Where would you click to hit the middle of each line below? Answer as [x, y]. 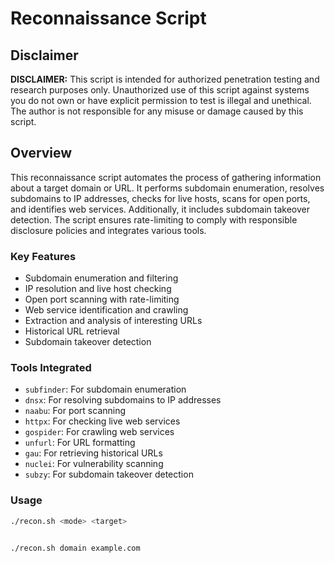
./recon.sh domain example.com [75, 548]
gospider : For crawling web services [99, 432]
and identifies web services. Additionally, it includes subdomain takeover [160, 209]
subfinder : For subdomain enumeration [105, 389]
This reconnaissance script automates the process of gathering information [166, 177]
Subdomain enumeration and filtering [101, 278]
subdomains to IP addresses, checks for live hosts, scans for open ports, [160, 198]
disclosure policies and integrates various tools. [108, 230]
